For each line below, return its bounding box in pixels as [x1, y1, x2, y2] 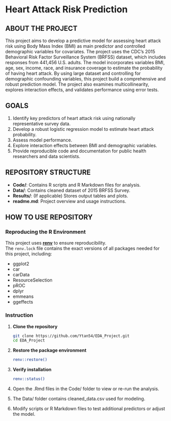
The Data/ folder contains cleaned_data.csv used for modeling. [12, 396, 145, 402]
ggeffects [12, 299, 33, 305]
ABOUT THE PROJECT [5, 24, 78, 33]
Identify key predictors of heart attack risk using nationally [12, 115, 136, 121]
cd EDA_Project [12, 338, 45, 343]
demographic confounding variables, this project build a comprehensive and [5, 76, 166, 82]
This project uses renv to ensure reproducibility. [5, 240, 107, 246]
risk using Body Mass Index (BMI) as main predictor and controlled [5, 43, 145, 49]
